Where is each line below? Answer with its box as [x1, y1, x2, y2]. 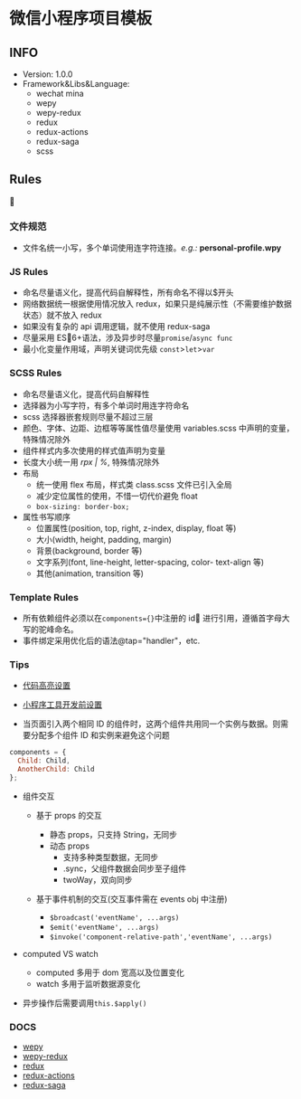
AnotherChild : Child [17, 765, 95, 774]
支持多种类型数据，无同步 [62, 851, 159, 862]
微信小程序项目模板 [9, 8, 153, 29]
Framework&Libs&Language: [22, 79, 130, 89]
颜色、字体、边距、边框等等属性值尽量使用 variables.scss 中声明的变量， [22, 422, 295, 433]
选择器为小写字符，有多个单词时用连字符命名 [22, 400, 190, 411]
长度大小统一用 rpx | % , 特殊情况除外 [22, 456, 160, 467]
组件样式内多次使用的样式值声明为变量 [22, 445, 165, 456]
